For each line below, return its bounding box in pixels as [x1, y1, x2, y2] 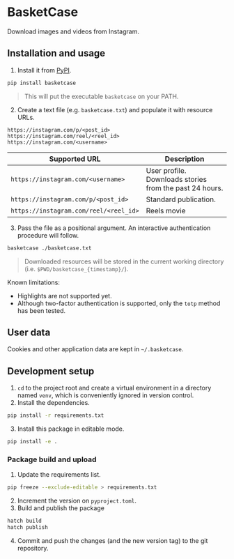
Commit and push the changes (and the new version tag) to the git [17, 536, 208, 544]
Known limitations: [7, 278, 61, 286]
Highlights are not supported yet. [17, 291, 113, 300]
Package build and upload [7, 454, 97, 464]
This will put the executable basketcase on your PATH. [24, 92, 179, 100]
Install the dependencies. [17, 399, 91, 407]
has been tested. [17, 306, 66, 314]
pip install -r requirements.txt [7, 412, 104, 419]
